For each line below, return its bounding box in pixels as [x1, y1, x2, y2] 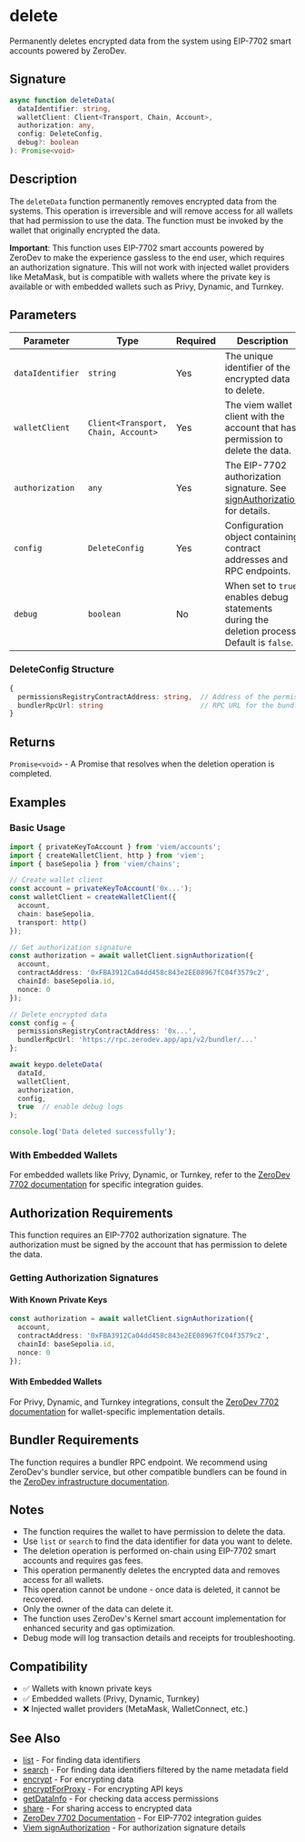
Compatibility [9, 1658, 88, 1674]
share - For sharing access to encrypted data [22, 1802, 192, 1814]
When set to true [224, 579, 298, 592]
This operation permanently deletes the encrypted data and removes [22, 1565, 280, 1576]
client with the [224, 410, 285, 423]
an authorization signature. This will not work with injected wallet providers [9, 261, 290, 273]
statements [224, 602, 273, 615]
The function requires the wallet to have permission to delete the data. [22, 1527, 286, 1537]
